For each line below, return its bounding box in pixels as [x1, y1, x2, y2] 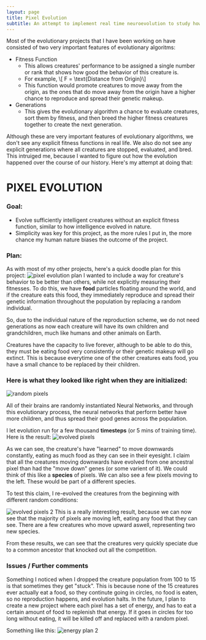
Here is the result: [6, 434, 51, 441]
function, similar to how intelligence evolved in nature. [15, 222, 152, 230]
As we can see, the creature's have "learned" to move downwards [6, 445, 174, 453]
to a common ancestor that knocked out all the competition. [6, 546, 158, 553]
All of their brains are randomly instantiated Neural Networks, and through [6, 402, 194, 409]
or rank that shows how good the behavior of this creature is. [24, 69, 179, 76]
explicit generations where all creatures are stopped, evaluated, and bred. [6, 146, 193, 154]
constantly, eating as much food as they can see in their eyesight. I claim [6, 452, 190, 459]
